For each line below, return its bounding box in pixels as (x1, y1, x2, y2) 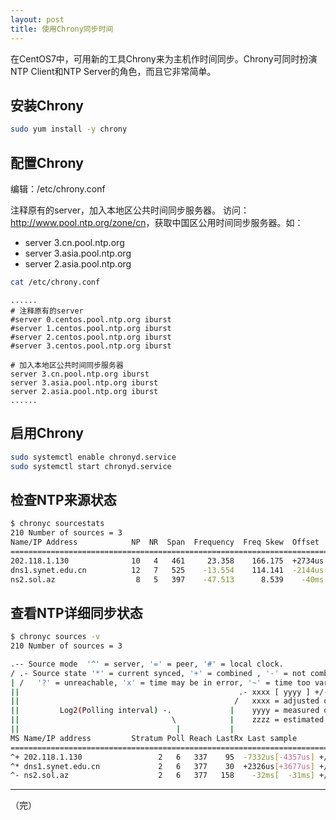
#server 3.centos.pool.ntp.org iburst (10, 341, 172, 351)
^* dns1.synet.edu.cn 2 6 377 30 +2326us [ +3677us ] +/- (10, 761, 333, 771)
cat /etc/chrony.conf (10, 277, 101, 287)
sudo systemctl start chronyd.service (10, 461, 172, 471)
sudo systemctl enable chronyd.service (10, 452, 177, 462)
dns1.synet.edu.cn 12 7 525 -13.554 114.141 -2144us (10, 565, 325, 575)
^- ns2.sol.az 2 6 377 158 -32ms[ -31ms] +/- (10, 771, 333, 781)
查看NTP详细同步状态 (10, 604, 143, 621)
